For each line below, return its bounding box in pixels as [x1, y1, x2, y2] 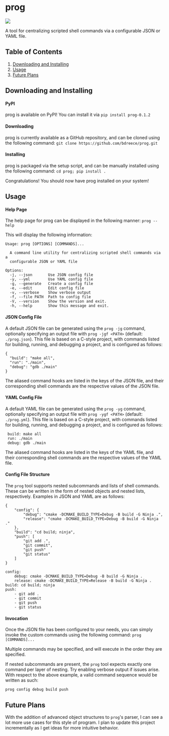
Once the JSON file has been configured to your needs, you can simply [5, 627, 153, 633]
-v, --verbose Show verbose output [10, 290, 92, 295]
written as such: [5, 677, 39, 684]
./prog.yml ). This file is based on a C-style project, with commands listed [5, 416, 157, 422]
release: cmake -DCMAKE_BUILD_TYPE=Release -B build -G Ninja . [14, 578, 152, 583]
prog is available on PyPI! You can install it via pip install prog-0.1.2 [5, 111, 151, 118]
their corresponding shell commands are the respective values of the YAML [5, 455, 162, 461]
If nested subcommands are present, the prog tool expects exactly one [5, 661, 152, 667]
